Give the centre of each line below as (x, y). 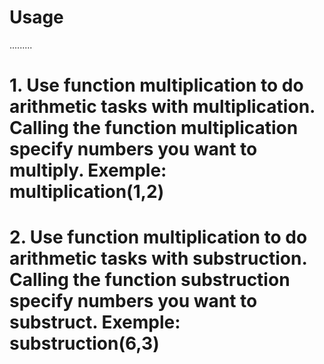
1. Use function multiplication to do (156, 85)
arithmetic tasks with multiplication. (162, 107)
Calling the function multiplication (154, 128)
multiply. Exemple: (88, 170)
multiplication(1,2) (87, 192)
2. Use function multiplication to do (158, 237)
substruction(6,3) (84, 343)
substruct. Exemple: (95, 322)
